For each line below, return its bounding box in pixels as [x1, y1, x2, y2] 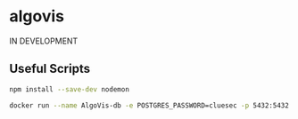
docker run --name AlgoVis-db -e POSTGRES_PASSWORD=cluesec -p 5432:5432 [9, 100, 290, 110]
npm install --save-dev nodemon [9, 84, 129, 94]
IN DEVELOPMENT [9, 36, 79, 46]
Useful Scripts [9, 61, 91, 76]
